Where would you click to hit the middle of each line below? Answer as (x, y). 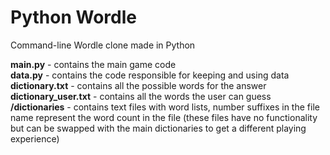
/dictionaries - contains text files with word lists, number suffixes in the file (165, 107)
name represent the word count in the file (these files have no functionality (164, 117)
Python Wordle (73, 17)
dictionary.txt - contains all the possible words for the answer (138, 85)
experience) (35, 138)
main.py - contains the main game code (93, 64)
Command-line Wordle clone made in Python (103, 45)
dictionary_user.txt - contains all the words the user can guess (141, 96)
